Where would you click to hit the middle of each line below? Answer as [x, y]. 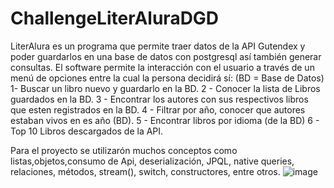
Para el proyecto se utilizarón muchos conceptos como [124, 150]
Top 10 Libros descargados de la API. [87, 131]
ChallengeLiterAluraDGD [115, 18]
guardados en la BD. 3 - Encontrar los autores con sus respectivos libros [159, 99]
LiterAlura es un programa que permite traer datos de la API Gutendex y [158, 46]
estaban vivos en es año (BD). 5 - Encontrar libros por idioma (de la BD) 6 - [165, 120]
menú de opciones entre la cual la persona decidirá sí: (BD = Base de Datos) [167, 78]
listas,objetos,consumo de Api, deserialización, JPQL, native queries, [152, 161]
